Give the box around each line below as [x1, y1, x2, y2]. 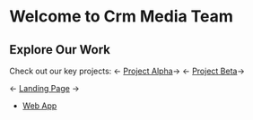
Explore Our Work [9, 42, 110, 57]
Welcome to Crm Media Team [9, 6, 233, 27]
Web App [22, 100, 57, 111]
